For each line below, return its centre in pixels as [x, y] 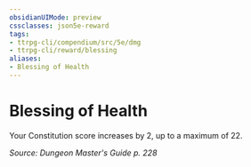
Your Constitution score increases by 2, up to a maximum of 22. [126, 135]
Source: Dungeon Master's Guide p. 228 [83, 153]
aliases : [25, 59]
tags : [19, 34]
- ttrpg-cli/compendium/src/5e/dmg [75, 42]
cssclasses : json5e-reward [59, 26]
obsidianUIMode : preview [55, 17]
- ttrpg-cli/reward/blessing [63, 51]
